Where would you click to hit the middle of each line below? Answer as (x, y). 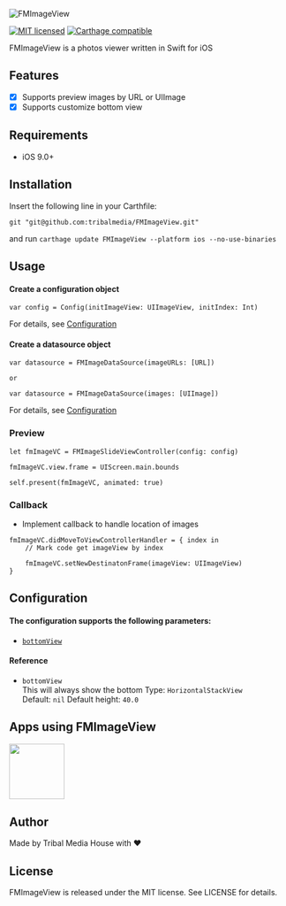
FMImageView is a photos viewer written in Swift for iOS (111, 48)
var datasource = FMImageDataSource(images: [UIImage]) (114, 394)
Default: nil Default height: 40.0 (80, 699)
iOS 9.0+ (38, 157)
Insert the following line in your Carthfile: (83, 206)
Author (29, 822)
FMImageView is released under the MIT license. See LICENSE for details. (143, 893)
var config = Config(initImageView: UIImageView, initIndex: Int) (134, 308)
